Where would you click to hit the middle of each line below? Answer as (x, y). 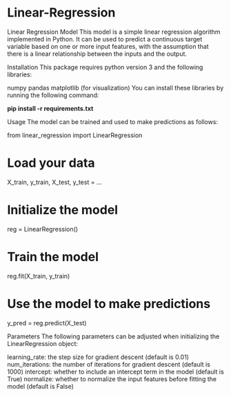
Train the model (53, 257)
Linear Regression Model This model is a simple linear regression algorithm (114, 32)
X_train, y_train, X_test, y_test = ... (54, 182)
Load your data (51, 163)
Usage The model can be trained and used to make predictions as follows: (113, 121)
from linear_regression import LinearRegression (75, 135)
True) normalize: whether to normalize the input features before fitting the (112, 379)
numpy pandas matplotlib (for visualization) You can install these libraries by (115, 88)
